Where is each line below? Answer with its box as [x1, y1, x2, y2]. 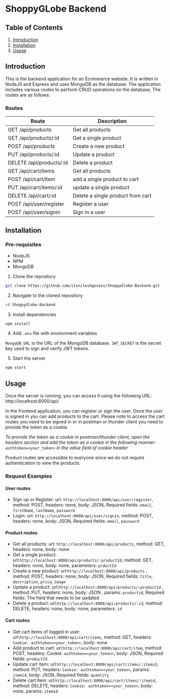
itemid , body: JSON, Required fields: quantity [12, 672, 109, 678]
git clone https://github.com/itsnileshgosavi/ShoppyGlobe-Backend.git [5, 283, 160, 288]
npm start [5, 365, 26, 371]
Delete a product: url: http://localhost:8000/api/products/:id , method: [12, 600, 163, 607]
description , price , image [12, 579, 66, 585]
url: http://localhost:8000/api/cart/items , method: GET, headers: [12, 634, 152, 640]
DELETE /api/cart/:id [8, 192, 56, 199]
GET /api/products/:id [8, 135, 59, 142]
